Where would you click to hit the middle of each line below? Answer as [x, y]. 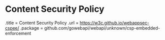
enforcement [18, 33]
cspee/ [12, 28]
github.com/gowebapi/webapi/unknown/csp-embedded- [102, 28]
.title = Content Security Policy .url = [42, 23]
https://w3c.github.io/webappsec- [114, 23]
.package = [32, 28]
